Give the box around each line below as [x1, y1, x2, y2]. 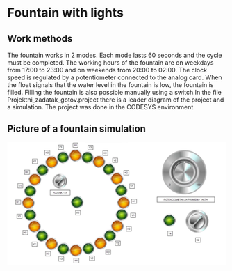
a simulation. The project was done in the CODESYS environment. [7, 103, 196, 111]
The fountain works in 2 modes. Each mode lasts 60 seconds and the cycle [7, 51, 222, 59]
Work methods [7, 33, 73, 45]
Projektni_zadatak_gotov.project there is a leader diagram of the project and [7, 95, 224, 104]
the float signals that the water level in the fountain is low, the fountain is [7, 81, 214, 88]
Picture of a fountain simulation [7, 123, 146, 135]
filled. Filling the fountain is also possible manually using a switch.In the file [7, 88, 222, 96]
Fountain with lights [7, 5, 124, 21]
